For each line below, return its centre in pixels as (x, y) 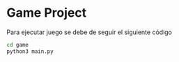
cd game (18, 45)
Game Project (47, 13)
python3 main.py (30, 51)
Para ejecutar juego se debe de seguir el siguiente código (89, 32)
